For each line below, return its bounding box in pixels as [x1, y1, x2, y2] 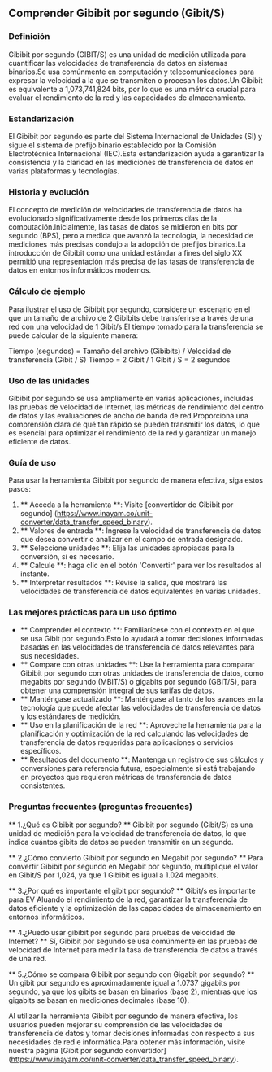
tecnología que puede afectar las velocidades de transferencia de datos [19, 703, 261, 713]
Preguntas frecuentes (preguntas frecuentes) [8, 801, 193, 812]
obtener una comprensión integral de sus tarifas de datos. [19, 685, 215, 695]
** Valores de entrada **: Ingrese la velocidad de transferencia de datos [19, 526, 261, 536]
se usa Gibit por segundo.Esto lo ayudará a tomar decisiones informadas [19, 634, 264, 644]
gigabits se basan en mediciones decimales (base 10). [8, 995, 189, 1004]
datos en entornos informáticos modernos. [8, 265, 152, 275]
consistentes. [19, 781, 66, 790]
